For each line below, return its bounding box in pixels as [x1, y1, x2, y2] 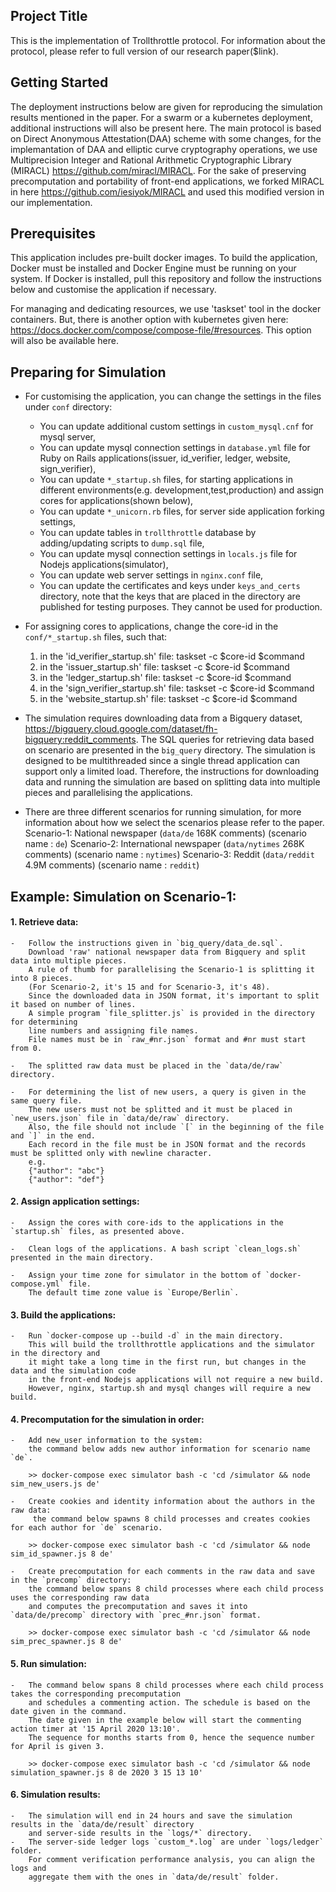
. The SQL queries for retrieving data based [135, 734, 315, 746]
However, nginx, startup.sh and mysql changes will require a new [28, 1384, 311, 1394]
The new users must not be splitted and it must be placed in [28, 1104, 293, 1114]
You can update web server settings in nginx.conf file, [39, 569, 264, 581]
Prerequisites [10, 225, 96, 243]
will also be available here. [10, 335, 119, 347]
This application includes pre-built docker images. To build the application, [10, 252, 318, 264]
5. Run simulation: [10, 1658, 87, 1670]
